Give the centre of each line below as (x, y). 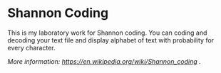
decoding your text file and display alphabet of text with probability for (111, 40)
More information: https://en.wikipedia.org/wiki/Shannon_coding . (104, 61)
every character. (31, 47)
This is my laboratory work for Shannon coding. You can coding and (107, 33)
